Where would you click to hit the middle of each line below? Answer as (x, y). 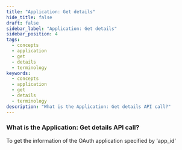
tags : (13, 40)
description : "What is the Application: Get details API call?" (89, 106)
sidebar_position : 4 (32, 34)
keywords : (19, 73)
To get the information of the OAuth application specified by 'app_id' (91, 140)
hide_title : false (29, 17)
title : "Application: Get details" (51, 12)
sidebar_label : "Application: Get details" (62, 28)
